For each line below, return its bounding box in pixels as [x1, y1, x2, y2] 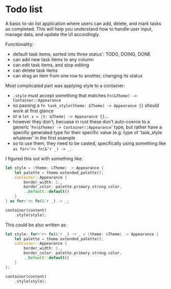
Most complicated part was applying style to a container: [5, 83, 125, 89]
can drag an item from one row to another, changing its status [12, 72, 143, 78]
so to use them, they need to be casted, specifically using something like [12, 140, 166, 146]
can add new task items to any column [12, 56, 94, 62]
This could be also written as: [5, 222, 67, 228]
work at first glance [12, 108, 54, 114]
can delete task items [12, 67, 58, 73]
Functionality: [5, 41, 34, 47]
